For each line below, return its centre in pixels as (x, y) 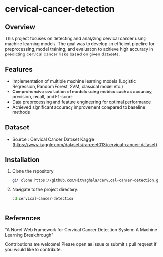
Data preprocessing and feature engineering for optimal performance (81, 102)
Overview (20, 27)
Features (19, 69)
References (23, 218)
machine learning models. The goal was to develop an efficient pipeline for (80, 44)
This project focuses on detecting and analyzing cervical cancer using (75, 38)
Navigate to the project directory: (45, 190)
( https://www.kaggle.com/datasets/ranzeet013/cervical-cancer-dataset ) (84, 144)
